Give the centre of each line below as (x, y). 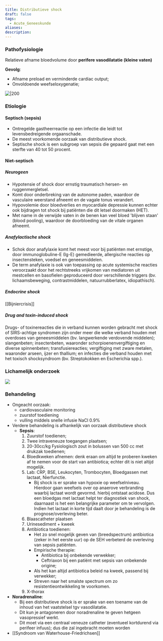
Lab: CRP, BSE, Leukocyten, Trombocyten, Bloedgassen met (87, 472)
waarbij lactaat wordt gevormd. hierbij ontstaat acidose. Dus (94, 493)
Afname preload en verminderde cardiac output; (60, 79)
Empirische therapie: (54, 550)
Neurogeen (17, 172)
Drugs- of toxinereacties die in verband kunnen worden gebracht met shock (81, 327)
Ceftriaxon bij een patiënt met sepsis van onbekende (94, 560)
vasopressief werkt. (39, 618)
